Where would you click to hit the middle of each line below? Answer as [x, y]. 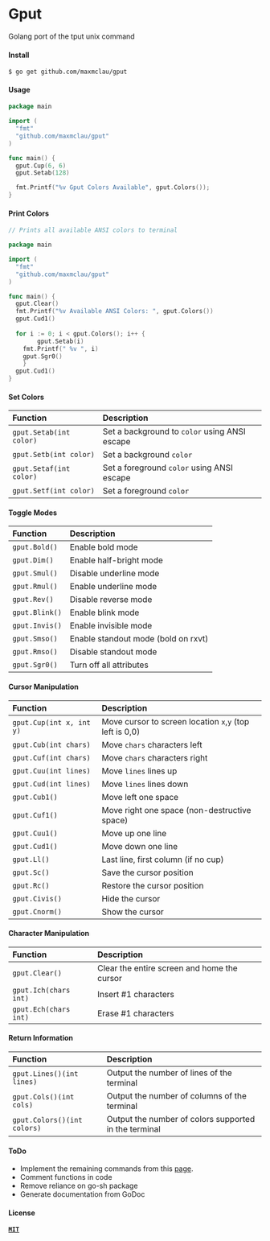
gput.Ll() [31, 859]
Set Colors [26, 397]
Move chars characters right [155, 757]
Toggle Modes [33, 513]
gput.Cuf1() [35, 815]
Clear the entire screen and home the [168, 968]
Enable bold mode [104, 547]
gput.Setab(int [41, 433]
